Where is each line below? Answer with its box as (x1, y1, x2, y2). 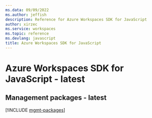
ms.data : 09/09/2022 (5, 7, 49, 13)
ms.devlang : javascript (5, 36, 56, 41)
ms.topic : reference (5, 31, 49, 36)
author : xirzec (5, 21, 38, 27)
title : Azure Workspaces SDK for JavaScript (5, 41, 102, 46)
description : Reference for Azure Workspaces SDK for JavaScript (5, 17, 147, 22)
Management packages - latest (5, 94, 107, 102)
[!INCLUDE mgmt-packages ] (5, 107, 65, 113)
